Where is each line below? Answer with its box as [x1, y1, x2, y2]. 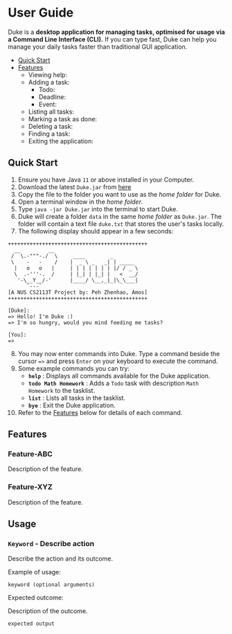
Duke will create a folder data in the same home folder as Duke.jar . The [17, 212, 222, 220]
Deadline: [38, 92, 66, 101]
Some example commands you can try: [17, 364, 130, 372]
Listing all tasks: [28, 107, 75, 116]
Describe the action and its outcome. [8, 554, 114, 563]
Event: [38, 100, 57, 108]
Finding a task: [28, 130, 71, 138]
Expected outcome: [8, 594, 64, 602]
